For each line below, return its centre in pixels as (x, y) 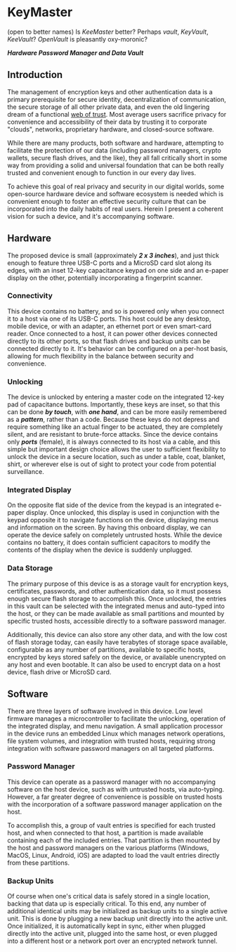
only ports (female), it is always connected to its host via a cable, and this (114, 442)
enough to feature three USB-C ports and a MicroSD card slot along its (110, 263)
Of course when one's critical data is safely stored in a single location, (109, 896)
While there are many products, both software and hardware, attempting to (116, 143)
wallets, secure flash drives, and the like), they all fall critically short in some (117, 157)
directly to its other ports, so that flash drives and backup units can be (109, 341)
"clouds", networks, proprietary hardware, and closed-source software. (111, 129)
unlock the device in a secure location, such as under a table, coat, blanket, (117, 457)
